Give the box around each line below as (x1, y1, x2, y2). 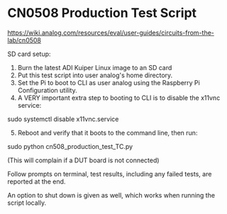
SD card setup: (7, 50, 51, 58)
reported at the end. (7, 177, 66, 186)
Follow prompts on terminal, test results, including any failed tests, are (7, 169, 212, 178)
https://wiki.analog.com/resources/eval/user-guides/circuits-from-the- (7, 28, 215, 37)
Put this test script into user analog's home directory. (17, 71, 173, 79)
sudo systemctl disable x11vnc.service (7, 115, 119, 123)
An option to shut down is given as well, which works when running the (7, 191, 215, 199)
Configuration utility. (17, 86, 78, 94)
